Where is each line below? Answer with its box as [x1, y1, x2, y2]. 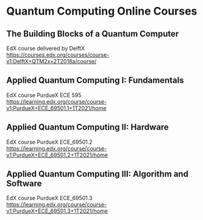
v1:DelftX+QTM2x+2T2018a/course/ [6, 58, 97, 65]
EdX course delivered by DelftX [6, 44, 85, 52]
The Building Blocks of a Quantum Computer [6, 29, 179, 39]
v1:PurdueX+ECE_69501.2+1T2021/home [6, 151, 109, 158]
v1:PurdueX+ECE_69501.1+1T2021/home [6, 104, 107, 112]
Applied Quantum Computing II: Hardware [6, 122, 169, 132]
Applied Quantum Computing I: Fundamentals [6, 75, 184, 86]
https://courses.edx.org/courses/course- [6, 51, 110, 59]
